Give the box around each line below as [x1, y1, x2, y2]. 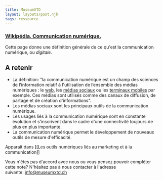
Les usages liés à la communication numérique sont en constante [12, 113, 146, 119]
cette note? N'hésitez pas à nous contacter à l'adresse [5, 164, 116, 170]
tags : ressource [5, 16, 39, 21]
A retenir [5, 64, 33, 72]
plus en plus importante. [12, 124, 62, 130]
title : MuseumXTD [5, 7, 41, 12]
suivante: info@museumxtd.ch [5, 169, 67, 176]
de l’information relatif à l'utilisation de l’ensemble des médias [12, 82, 138, 88]
